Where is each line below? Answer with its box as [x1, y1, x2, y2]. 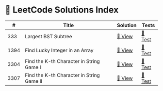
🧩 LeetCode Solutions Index [5, 4, 119, 15]
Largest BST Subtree [25, 33, 72, 40]
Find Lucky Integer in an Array [25, 47, 94, 54]
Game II [25, 77, 43, 84]
